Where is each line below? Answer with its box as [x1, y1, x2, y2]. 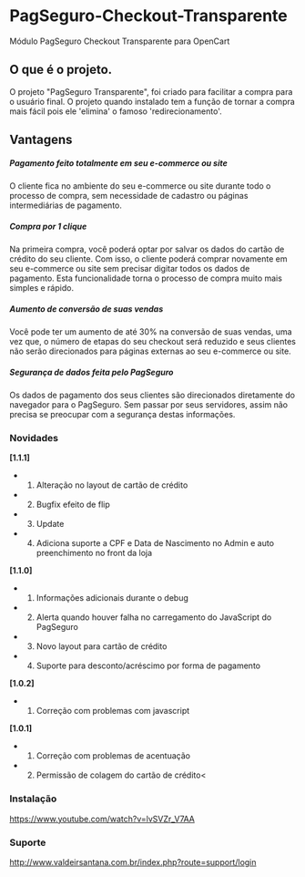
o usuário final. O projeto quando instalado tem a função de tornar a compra [9, 96, 296, 107]
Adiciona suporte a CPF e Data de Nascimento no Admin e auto [36, 538, 275, 549]
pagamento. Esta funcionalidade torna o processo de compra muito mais [9, 273, 282, 284]
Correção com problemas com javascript [36, 706, 190, 717]
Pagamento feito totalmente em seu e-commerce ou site [9, 157, 228, 169]
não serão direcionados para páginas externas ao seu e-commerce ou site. [9, 346, 291, 356]
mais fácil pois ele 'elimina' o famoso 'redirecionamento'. [9, 106, 223, 117]
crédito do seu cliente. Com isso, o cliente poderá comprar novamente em [9, 253, 288, 264]
